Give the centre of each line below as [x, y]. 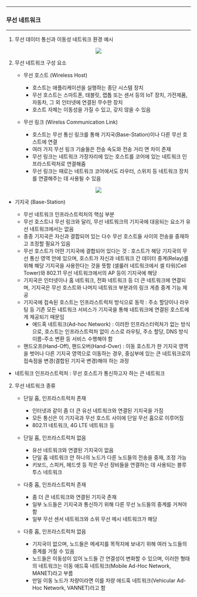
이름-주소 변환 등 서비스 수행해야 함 [72, 339]
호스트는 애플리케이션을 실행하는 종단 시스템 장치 [88, 88]
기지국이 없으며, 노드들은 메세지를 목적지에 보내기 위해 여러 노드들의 [110, 544]
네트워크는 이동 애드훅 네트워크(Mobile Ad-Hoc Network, [105, 566]
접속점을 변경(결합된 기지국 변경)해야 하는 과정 [76, 361]
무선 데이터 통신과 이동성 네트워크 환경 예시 [64, 39]
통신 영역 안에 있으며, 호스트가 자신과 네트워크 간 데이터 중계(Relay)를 [109, 258]
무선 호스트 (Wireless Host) [55, 75]
